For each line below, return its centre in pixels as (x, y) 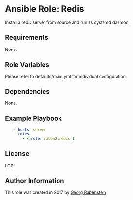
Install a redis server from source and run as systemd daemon (67, 22)
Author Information (35, 181)
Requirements (27, 38)
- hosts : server (30, 130)
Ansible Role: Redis (45, 9)
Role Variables (27, 65)
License (17, 154)
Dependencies (27, 92)
